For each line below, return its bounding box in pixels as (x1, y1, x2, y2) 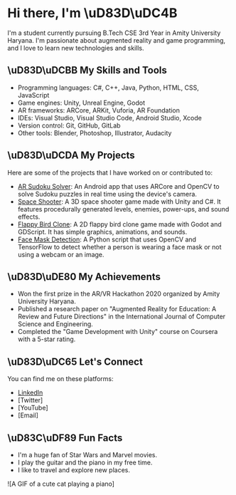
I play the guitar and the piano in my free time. (17, 458, 153, 467)
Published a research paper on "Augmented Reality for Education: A (17, 305, 217, 313)
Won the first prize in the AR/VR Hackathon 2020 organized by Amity (17, 290, 220, 298)
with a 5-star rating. (17, 335, 76, 343)
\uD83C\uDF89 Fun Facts (7, 432, 123, 444)
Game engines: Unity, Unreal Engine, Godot (17, 98, 146, 107)
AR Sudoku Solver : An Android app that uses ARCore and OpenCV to (17, 182, 220, 190)
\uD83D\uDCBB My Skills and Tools (7, 64, 167, 76)
